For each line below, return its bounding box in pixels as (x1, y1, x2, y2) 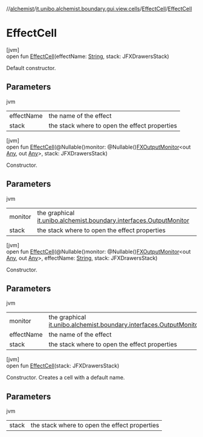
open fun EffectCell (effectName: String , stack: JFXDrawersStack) (6, 53, 169, 60)
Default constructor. (6, 64, 56, 71)
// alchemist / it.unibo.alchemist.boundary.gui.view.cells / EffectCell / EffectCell (6, 5, 192, 12)
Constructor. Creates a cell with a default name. (6, 374, 125, 381)
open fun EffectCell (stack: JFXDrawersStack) (6, 362, 120, 369)
